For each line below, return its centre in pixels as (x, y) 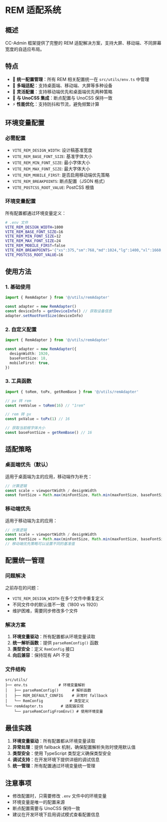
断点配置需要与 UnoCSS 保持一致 (46, 808)
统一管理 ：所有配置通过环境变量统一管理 (54, 766)
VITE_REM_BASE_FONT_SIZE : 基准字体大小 (52, 156)
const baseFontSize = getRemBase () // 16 (49, 433)
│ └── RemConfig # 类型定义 (47, 701)
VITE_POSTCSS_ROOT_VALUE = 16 (34, 255)
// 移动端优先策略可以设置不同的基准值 (40, 544)
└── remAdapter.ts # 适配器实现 (44, 706)
